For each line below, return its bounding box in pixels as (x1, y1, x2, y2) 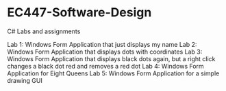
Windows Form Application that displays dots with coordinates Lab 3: (7, 48, 203, 56)
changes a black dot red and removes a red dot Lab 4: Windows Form (7, 62, 204, 70)
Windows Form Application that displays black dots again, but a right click (7, 54, 216, 62)
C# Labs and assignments (7, 27, 81, 35)
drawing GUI (7, 76, 42, 84)
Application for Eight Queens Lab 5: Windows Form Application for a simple (7, 69, 220, 77)
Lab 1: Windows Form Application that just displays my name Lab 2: (7, 40, 197, 48)
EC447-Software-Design (7, 5, 152, 20)
